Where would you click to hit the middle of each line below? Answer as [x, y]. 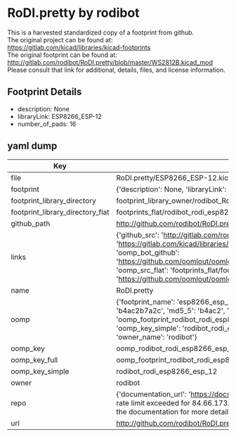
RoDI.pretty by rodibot [73, 13]
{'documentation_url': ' [153, 394]
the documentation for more [162, 412]
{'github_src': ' [139, 235]
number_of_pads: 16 [47, 124]
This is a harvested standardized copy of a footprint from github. [101, 32]
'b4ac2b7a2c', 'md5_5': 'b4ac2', [170, 310]
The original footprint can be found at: [62, 55]
